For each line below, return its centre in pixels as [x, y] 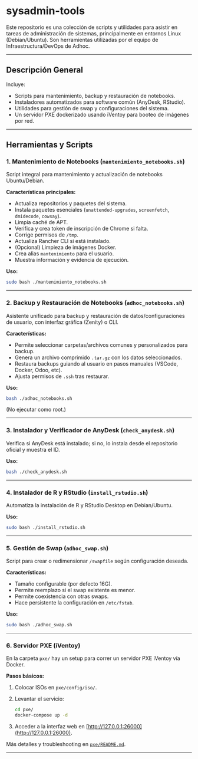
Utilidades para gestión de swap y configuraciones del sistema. [92, 108]
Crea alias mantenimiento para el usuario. [64, 254]
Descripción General [45, 70]
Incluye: [16, 84]
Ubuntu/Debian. [25, 180]
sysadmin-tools [46, 11]
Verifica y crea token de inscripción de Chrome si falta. [81, 229]
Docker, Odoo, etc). [38, 370]
